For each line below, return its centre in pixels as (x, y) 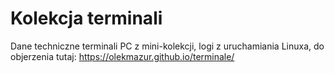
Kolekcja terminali (86, 18)
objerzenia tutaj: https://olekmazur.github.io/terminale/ (122, 56)
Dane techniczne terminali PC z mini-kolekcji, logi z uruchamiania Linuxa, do (167, 46)
